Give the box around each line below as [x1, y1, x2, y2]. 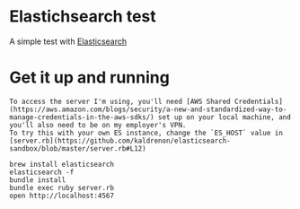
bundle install [9, 175, 66, 185]
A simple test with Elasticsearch [9, 36, 128, 47]
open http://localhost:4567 [9, 191, 115, 200]
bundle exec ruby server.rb [9, 183, 115, 192]
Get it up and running [9, 67, 171, 88]
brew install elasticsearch [9, 160, 115, 169]
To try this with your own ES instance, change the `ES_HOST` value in [9, 128, 283, 137]
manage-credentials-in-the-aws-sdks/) [9, 112, 154, 122]
